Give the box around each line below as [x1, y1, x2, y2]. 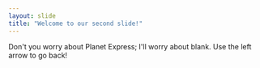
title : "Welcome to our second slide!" [8, 19, 143, 28]
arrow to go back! [8, 50, 67, 60]
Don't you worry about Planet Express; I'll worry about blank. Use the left [8, 41, 252, 51]
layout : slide [8, 11, 57, 20]
